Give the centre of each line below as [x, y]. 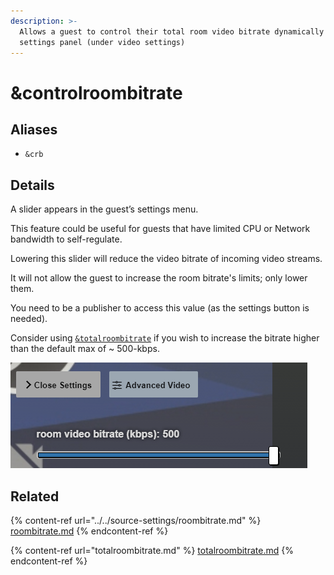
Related [35, 496]
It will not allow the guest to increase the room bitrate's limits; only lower [159, 278]
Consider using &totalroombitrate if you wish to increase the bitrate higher [165, 338]
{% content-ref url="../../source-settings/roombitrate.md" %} [136, 520]
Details [32, 185]
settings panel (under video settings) [102, 42]
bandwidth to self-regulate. [66, 239]
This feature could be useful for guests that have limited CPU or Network [160, 229]
